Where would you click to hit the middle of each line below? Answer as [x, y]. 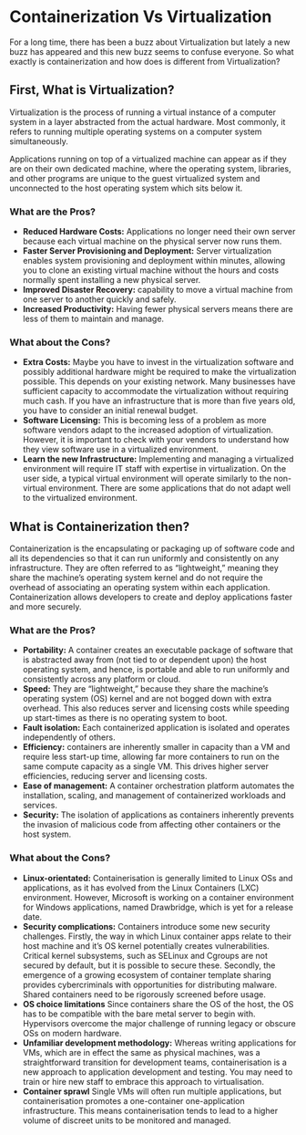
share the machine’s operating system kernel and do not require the [137, 578]
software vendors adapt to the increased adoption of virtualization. [148, 430]
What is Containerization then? [99, 526]
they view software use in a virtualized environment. [120, 450]
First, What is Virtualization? [92, 90]
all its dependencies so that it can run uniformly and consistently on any [144, 558]
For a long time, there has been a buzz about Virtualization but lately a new [150, 42]
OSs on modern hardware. [72, 1033]
